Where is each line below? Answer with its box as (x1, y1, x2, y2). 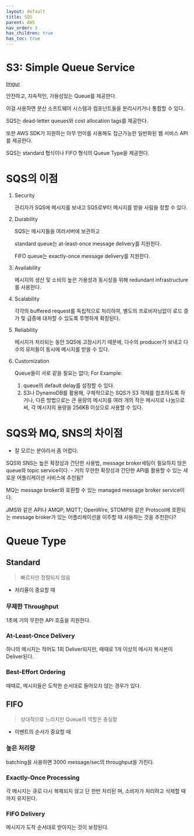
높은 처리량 (6, 744, 36, 752)
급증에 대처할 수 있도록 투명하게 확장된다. (27, 314, 121, 322)
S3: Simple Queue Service (6, 61, 135, 74)
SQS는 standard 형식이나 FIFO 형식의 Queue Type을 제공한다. (6, 149, 150, 156)
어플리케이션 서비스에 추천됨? (16, 474, 84, 481)
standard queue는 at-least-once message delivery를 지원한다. (14, 240, 162, 247)
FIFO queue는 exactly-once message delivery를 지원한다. (14, 252, 150, 259)
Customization (14, 357, 50, 364)
